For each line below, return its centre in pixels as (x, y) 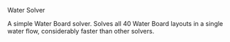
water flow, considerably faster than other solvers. (81, 31)
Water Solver (26, 10)
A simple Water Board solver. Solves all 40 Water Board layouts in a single (115, 23)
